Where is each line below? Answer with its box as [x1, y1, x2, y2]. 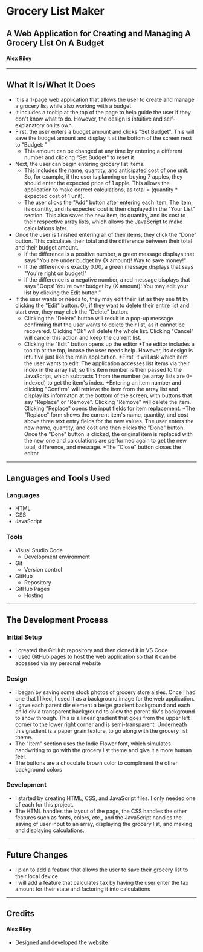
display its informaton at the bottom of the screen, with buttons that [24, 392, 192, 399]
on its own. [46, 121, 74, 128]
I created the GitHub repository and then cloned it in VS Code [14, 647, 168, 654]
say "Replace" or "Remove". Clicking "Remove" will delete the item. [24, 398, 192, 405]
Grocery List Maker [6, 4, 105, 18]
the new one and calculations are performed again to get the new [24, 437, 187, 444]
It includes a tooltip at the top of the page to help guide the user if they [14, 108, 192, 116]
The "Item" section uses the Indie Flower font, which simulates [14, 740, 171, 747]
